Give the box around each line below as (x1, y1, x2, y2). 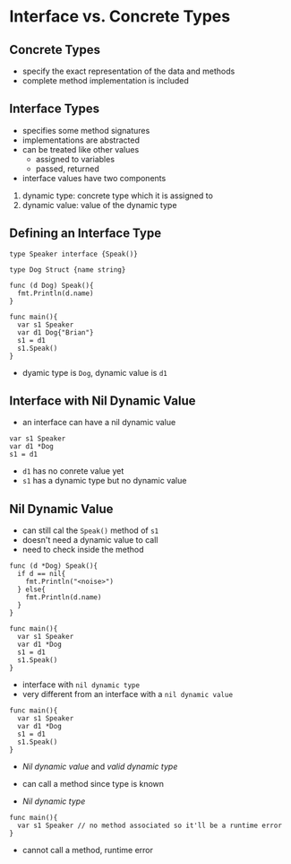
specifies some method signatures (21, 125, 150, 135)
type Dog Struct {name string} (9, 265, 126, 275)
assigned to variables (35, 153, 115, 164)
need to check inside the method (21, 545, 145, 555)
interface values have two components (21, 172, 167, 183)
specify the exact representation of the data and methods (21, 65, 235, 76)
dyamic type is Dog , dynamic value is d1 (21, 367, 167, 378)
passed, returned (35, 163, 100, 174)
